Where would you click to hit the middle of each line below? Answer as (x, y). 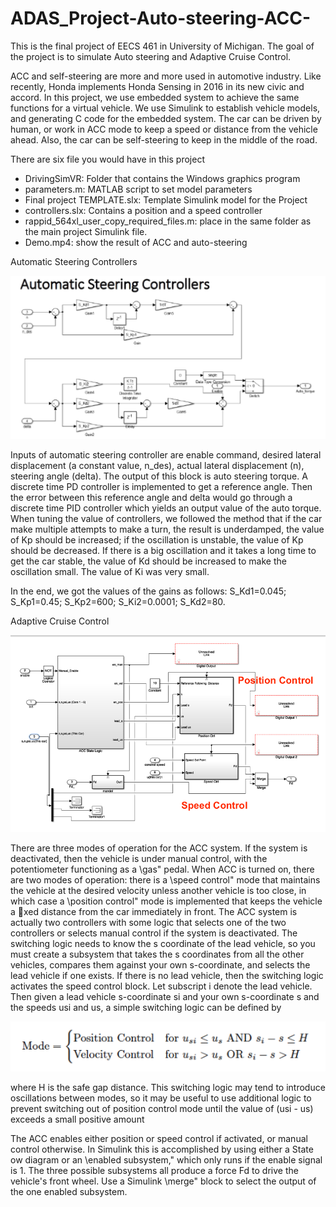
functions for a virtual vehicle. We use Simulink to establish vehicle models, (165, 108)
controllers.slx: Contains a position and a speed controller (143, 210)
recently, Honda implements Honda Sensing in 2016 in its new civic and (157, 86)
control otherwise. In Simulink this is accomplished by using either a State (162, 1149)
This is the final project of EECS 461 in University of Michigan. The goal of (162, 46)
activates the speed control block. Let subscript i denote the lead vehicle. (161, 986)
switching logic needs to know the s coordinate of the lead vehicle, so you (163, 943)
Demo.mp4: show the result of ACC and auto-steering (136, 242)
